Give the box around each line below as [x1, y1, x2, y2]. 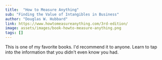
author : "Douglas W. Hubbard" [5, 16, 68, 21]
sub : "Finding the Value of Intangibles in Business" [5, 12, 120, 17]
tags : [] [5, 30, 23, 35]
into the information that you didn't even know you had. [5, 49, 119, 55]
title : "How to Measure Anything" [5, 7, 79, 12]
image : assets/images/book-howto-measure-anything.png [5, 26, 122, 31]
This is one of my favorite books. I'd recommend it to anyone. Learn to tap [5, 44, 158, 50]
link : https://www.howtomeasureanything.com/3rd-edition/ [5, 21, 128, 26]
